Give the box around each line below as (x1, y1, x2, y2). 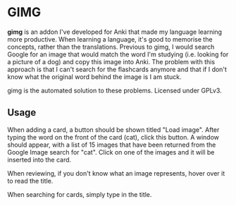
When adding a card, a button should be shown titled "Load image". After (7, 125, 220, 134)
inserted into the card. (7, 155, 72, 164)
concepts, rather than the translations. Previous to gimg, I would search (7, 42, 215, 51)
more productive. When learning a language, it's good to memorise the (7, 35, 213, 43)
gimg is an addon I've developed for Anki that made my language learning (7, 28, 223, 36)
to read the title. (7, 176, 54, 185)
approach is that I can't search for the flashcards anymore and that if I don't (7, 65, 228, 73)
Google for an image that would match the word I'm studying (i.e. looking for (7, 50, 229, 59)
